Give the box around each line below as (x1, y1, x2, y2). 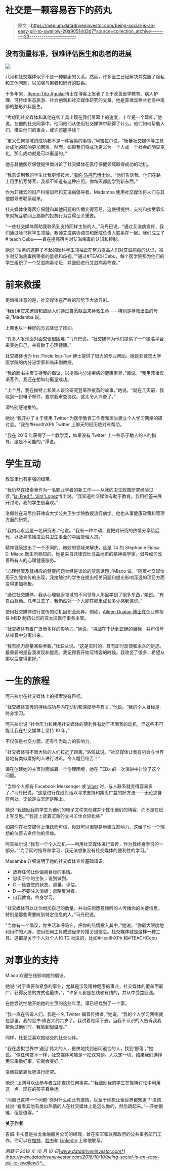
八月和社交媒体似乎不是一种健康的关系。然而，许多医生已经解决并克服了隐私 (5, 73, 165, 79)
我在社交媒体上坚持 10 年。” (14, 727, 70, 733)
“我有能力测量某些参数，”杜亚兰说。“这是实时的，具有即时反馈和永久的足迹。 (5, 643, 164, 649)
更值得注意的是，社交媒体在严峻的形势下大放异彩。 (5, 297, 112, 303)
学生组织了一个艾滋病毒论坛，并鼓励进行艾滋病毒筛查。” (5, 259, 120, 266)
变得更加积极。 (5, 580, 36, 587)
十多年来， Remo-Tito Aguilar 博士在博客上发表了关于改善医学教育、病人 (5, 90, 154, 96)
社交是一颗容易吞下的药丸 (5, 5, 112, 16)
